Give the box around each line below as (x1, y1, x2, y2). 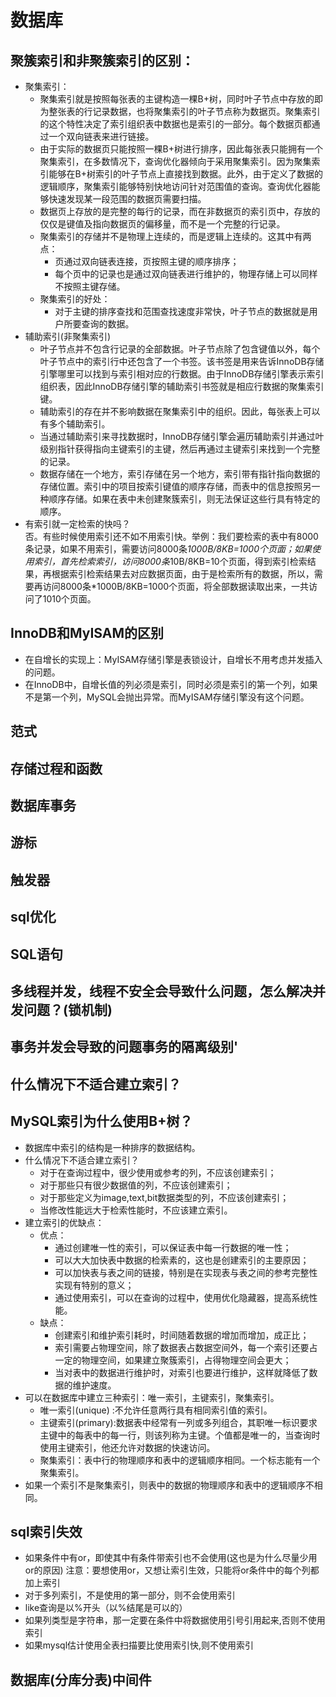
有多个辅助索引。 (39, 418, 111, 430)
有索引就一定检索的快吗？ (24, 518, 131, 530)
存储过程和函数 (10, 760, 103, 777)
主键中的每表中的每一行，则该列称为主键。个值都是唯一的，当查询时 (39, 1429, 321, 1441)
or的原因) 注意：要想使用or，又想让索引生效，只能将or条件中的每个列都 (24, 1564, 320, 1576)
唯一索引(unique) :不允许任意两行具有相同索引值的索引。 (39, 1404, 273, 1416)
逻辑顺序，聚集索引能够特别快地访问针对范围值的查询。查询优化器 (39, 181, 312, 192)
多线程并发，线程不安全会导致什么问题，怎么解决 (10, 982, 313, 1000)
